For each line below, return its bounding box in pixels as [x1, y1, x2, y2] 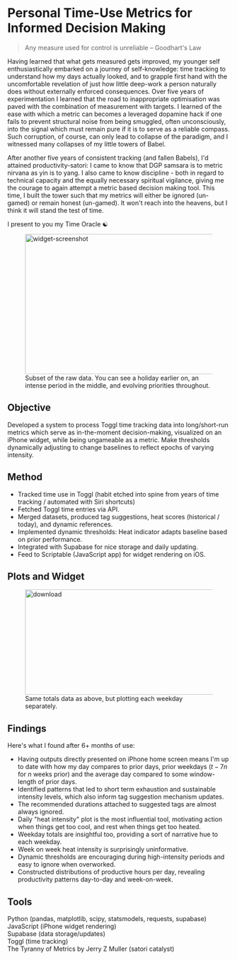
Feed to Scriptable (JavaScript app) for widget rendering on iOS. [17, 550, 206, 558]
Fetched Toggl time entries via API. [17, 504, 120, 514]
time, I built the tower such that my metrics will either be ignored [7, 191, 195, 199]
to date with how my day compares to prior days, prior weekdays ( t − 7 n [17, 763, 228, 771]
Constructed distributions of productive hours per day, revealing [17, 868, 205, 877]
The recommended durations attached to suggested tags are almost [17, 800, 217, 809]
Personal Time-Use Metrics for [7, 5, 192, 21]
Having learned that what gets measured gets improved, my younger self [7, 57, 221, 65]
